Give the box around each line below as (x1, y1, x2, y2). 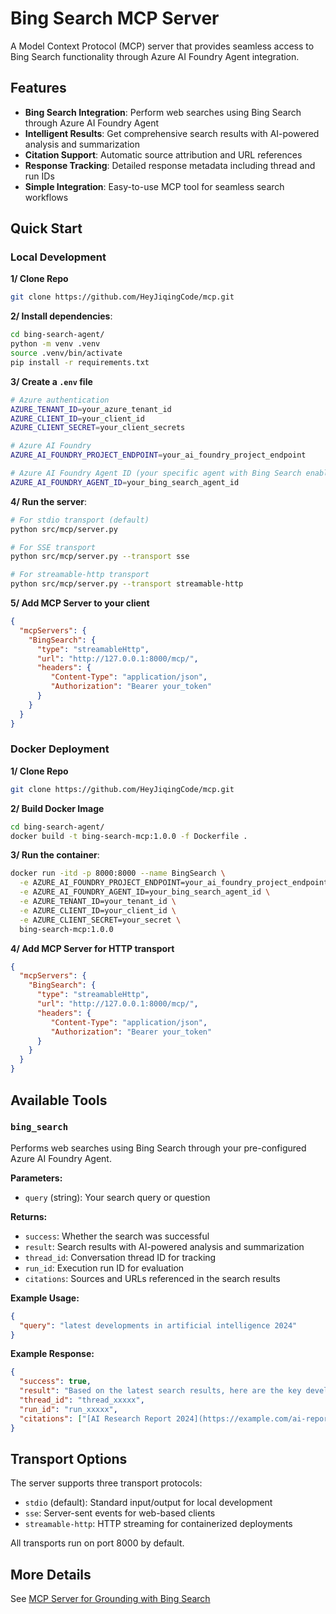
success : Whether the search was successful (24, 1230, 210, 1242)
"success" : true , (19, 1377, 92, 1387)
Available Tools (10, 1092, 108, 1109)
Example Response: (10, 1348, 95, 1360)
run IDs (24, 170, 55, 182)
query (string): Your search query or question (24, 1191, 211, 1203)
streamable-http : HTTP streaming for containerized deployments (24, 1518, 293, 1530)
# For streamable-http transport (10, 570, 150, 580)
